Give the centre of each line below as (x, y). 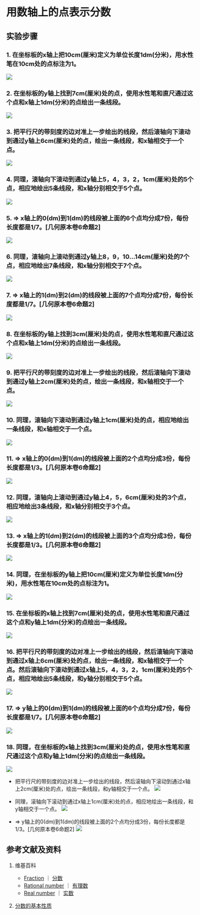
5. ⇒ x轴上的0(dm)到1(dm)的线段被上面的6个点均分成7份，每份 (98, 218)
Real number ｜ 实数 (49, 893)
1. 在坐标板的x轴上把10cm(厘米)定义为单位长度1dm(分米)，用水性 (100, 54)
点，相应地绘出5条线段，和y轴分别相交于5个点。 (76, 678)
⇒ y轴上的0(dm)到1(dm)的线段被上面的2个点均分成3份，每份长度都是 (100, 821)
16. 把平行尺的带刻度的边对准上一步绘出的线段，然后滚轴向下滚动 (100, 651)
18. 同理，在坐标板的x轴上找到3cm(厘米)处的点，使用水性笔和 (95, 747)
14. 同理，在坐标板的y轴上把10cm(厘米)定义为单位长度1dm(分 (95, 575)
